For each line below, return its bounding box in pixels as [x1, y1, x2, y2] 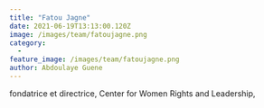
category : [9, 38, 47, 48]
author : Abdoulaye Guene [9, 64, 103, 73]
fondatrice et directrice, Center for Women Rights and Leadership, [9, 87, 256, 99]
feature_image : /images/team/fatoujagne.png [9, 55, 180, 64]
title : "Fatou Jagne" [9, 13, 91, 22]
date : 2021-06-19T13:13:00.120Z [9, 22, 131, 31]
